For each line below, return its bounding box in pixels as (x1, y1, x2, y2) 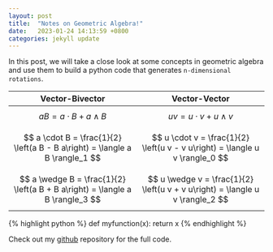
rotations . (8, 74, 44, 83)
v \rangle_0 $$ (172, 152, 229, 164)
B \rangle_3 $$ (44, 194, 102, 205)
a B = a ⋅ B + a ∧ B (38, 111, 107, 122)
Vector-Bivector (40, 93, 106, 105)
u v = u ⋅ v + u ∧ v (167, 111, 234, 122)
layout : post (8, 11, 53, 20)
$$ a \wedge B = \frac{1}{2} (19, 173, 126, 185)
